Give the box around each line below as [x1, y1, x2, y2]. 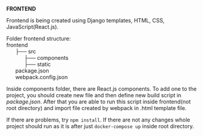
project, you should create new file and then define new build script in [6, 92, 182, 99]
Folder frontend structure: [6, 35, 71, 42]
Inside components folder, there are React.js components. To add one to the [6, 85, 197, 92]
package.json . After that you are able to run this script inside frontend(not [6, 98, 191, 105]
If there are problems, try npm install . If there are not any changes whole [6, 116, 190, 123]
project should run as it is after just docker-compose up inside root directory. [6, 123, 194, 129]
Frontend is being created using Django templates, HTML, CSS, [6, 17, 165, 24]
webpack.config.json [15, 74, 68, 80]
